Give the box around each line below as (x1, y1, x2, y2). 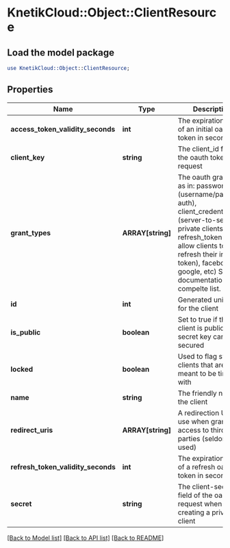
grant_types (10, 228, 51, 237)
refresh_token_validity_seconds (10, 462, 116, 471)
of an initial (177, 124, 214, 134)
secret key (177, 331, 212, 341)
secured (177, 340, 205, 350)
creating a (177, 508, 210, 517)
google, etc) (177, 266, 217, 276)
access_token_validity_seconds (10, 124, 116, 134)
